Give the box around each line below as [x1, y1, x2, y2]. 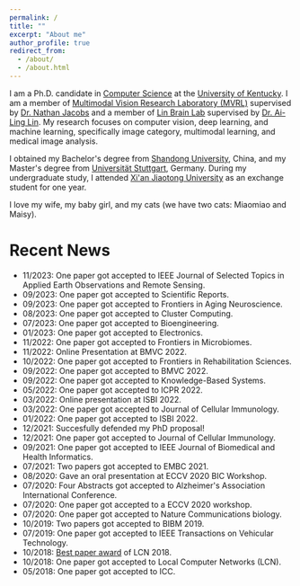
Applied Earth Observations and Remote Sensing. [22, 280, 206, 290]
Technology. [22, 537, 69, 548]
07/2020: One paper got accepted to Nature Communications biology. [22, 509, 283, 519]
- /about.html [17, 64, 70, 73]
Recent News [9, 240, 110, 261]
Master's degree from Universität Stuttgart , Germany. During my [9, 163, 247, 173]
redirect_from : [9, 47, 66, 56]
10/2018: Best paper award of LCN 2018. [22, 546, 172, 557]
